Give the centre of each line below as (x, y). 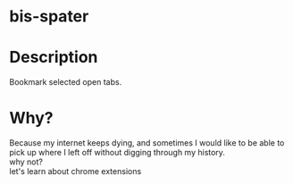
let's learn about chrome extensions (75, 171)
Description (54, 58)
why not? (26, 162)
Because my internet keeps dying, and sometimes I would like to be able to (147, 143)
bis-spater (49, 17)
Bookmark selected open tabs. (66, 82)
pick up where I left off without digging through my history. (117, 153)
